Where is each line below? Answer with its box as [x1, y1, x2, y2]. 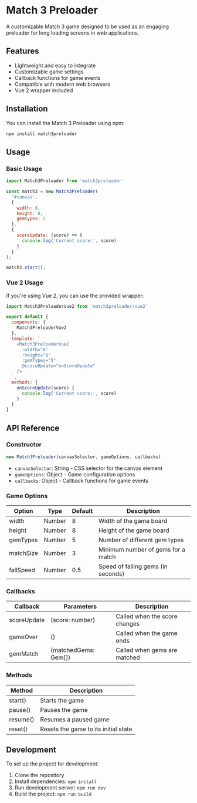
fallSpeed [9, 566, 35, 574]
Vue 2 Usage [6, 278, 43, 287]
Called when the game [116, 629, 178, 637]
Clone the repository [14, 772, 64, 779]
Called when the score [116, 612, 178, 620]
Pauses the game [40, 705, 88, 714]
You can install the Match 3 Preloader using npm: [6, 119, 125, 126]
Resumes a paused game [40, 715, 110, 723]
